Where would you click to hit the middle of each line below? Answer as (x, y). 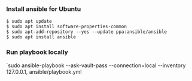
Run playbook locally (37, 52)
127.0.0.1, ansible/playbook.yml (44, 71)
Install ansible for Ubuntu (44, 9)
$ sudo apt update (29, 22)
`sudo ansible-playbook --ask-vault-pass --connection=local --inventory (96, 65)
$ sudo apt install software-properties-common (67, 27)
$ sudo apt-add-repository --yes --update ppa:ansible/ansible (87, 32)
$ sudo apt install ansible (41, 37)
